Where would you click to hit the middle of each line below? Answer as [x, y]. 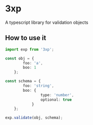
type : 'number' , [57, 95]
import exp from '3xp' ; [30, 49]
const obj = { [20, 58]
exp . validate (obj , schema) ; [34, 118]
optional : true [56, 100]
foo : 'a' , [33, 63]
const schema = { [23, 81]
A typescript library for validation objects [47, 22]
